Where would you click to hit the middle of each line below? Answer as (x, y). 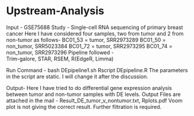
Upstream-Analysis (55, 11)
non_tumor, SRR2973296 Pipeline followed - (60, 52)
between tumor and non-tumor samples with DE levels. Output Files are (93, 94)
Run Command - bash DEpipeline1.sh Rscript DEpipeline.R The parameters (97, 70)
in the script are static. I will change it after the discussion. (77, 76)
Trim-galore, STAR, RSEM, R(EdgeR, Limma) (60, 59)
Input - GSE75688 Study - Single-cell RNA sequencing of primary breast (95, 27)
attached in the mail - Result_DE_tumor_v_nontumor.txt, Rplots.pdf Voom (94, 100)
